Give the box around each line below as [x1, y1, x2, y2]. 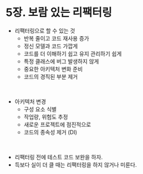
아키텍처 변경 [14, 97, 46, 105]
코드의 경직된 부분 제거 [23, 73, 78, 80]
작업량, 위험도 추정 [23, 113, 68, 120]
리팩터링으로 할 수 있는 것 [14, 27, 76, 34]
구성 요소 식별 [23, 105, 57, 113]
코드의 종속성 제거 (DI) [23, 128, 78, 135]
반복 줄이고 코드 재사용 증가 [23, 34, 89, 42]
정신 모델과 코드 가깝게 [23, 42, 78, 50]
